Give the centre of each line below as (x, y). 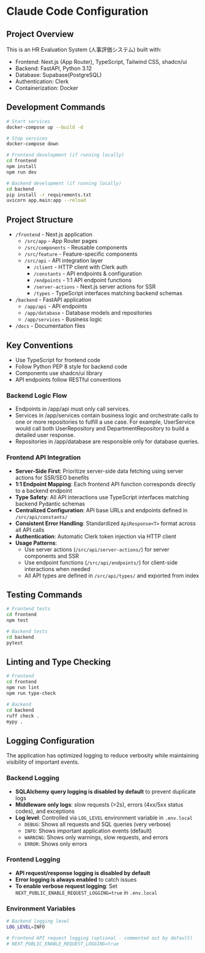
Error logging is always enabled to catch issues (76, 879)
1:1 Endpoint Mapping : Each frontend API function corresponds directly (105, 484)
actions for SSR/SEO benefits (52, 477)
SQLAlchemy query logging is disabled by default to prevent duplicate (105, 791)
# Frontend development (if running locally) (65, 155)
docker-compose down (33, 144)
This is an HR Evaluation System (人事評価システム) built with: (84, 49)
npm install (21, 167)
